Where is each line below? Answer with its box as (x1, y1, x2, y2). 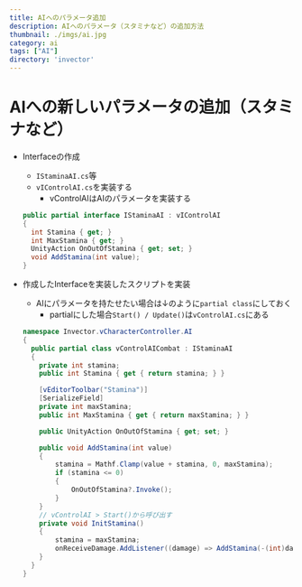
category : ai (9, 38, 59, 48)
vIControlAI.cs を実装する (35, 182, 133, 192)
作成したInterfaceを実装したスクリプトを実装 (22, 279, 191, 290)
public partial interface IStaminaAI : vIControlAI (22, 210, 221, 219)
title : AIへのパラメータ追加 (9, 13, 106, 23)
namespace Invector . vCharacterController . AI (22, 327, 193, 337)
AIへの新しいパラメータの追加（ (9, 97, 246, 117)
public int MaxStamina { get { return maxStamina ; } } (39, 410, 250, 420)
